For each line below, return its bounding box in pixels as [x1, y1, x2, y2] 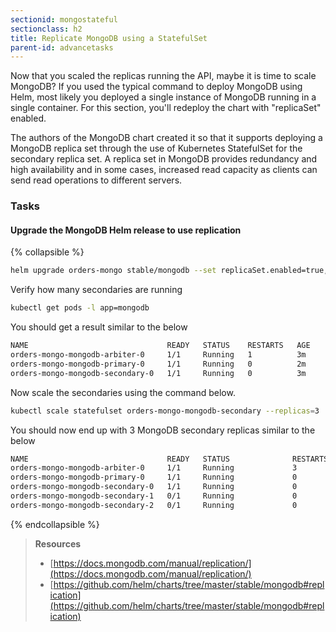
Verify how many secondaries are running [10, 284, 183, 296]
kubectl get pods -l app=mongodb [10, 303, 150, 313]
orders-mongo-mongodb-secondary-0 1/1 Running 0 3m [10, 368, 307, 378]
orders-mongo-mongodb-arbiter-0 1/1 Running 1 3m [10, 350, 307, 360]
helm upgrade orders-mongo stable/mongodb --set [10, 266, 217, 276]
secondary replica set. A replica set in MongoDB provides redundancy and [10, 153, 318, 165]
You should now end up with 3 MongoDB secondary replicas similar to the [10, 424, 316, 436]
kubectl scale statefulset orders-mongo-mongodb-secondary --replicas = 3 [10, 406, 320, 416]
